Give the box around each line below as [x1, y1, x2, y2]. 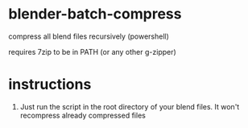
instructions [8, 76, 92, 93]
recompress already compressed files [19, 110, 147, 120]
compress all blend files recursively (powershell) [8, 31, 169, 41]
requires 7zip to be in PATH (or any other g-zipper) [8, 47, 177, 56]
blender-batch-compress [8, 5, 182, 23]
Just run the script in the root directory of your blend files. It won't [19, 101, 240, 111]
